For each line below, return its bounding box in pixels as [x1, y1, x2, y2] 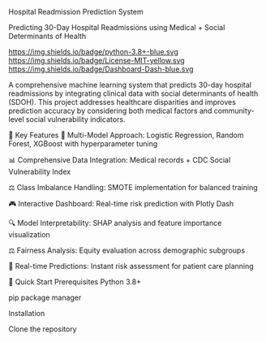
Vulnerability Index [8, 167, 71, 176]
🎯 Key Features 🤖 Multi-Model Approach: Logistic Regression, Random [8, 130, 245, 140]
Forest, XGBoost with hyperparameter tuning [8, 139, 158, 149]
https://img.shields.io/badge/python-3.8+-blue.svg [8, 47, 178, 56]
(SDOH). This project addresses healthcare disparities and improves [8, 97, 237, 106]
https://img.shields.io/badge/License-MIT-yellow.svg [8, 56, 185, 65]
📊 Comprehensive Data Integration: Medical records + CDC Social [8, 155, 231, 165]
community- [213, 106, 255, 115]
